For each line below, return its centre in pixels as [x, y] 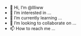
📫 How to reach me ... [32, 28]
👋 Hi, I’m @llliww [27, 8]
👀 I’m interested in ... [30, 13]
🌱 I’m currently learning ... [36, 18]
